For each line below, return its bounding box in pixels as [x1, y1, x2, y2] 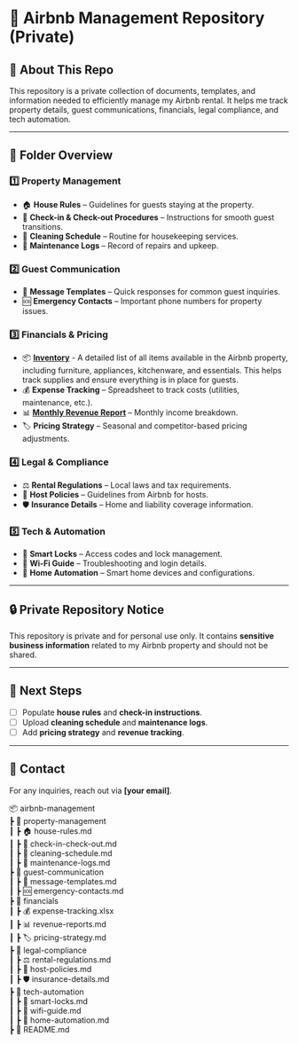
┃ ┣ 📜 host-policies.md [9, 963, 92, 974]
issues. [21, 305, 49, 316]
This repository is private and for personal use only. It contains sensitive [9, 630, 275, 641]
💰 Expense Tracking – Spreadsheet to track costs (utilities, [21, 385, 240, 396]
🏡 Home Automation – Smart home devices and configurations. [21, 567, 255, 577]
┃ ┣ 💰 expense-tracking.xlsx [9, 905, 114, 916]
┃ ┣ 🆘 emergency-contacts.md [9, 885, 124, 896]
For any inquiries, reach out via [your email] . [9, 785, 173, 796]
